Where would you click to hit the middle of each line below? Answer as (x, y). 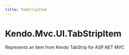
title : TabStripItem (26, 9)
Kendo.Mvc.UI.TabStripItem (63, 33)
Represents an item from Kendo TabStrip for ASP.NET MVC (65, 47)
